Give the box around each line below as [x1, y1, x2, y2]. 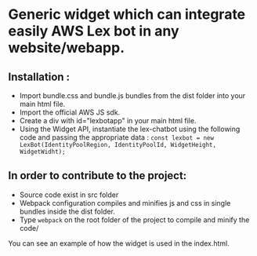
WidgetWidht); [19, 148, 66, 155]
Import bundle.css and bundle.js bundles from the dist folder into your [19, 91, 246, 100]
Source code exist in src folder [19, 190, 119, 199]
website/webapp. [8, 39, 125, 57]
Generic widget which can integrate [8, 5, 246, 24]
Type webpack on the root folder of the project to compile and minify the [19, 214, 250, 225]
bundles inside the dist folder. [19, 207, 116, 216]
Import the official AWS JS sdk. [19, 108, 121, 117]
